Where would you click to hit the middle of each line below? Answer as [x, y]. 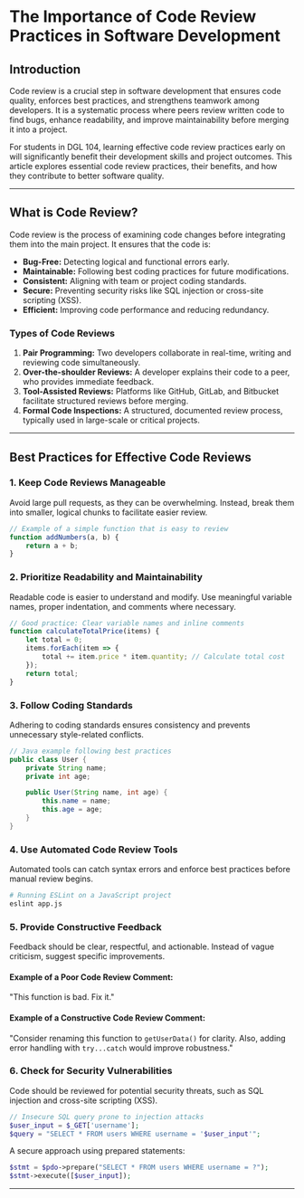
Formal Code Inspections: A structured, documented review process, [152, 411]
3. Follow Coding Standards [71, 705]
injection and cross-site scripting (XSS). [84, 1100]
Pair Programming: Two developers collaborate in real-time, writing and [157, 353]
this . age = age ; [72, 810]
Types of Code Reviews [62, 333]
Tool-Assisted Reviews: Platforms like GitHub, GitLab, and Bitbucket [151, 392]
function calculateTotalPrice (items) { [85, 632]
